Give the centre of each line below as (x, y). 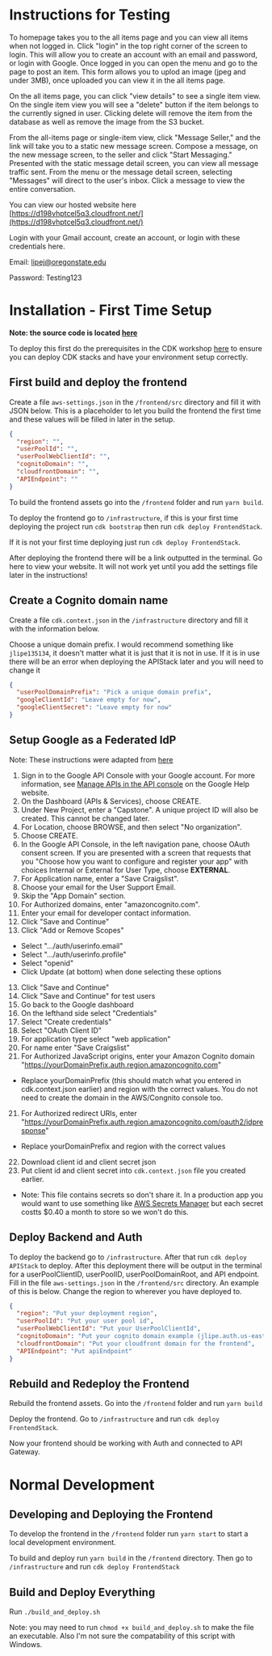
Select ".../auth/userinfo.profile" (74, 954)
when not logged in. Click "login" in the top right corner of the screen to (129, 45)
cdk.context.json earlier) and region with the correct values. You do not (139, 1089)
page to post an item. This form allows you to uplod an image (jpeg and (128, 71)
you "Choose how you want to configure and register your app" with (134, 861)
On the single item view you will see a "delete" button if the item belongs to (134, 104)
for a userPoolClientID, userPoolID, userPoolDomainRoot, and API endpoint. (134, 1274)
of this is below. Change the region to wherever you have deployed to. (126, 1291)
